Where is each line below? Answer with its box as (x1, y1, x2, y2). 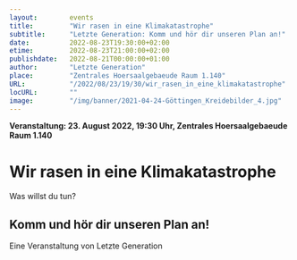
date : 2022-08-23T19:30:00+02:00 (9, 38, 170, 47)
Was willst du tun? (9, 191, 76, 202)
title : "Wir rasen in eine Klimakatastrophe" (9, 21, 215, 30)
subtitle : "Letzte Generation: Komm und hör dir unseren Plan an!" (9, 29, 286, 38)
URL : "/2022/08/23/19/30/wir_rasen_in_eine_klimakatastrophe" (9, 80, 286, 88)
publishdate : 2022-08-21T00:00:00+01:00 (9, 55, 170, 63)
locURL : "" (9, 88, 78, 96)
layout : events (9, 13, 94, 22)
